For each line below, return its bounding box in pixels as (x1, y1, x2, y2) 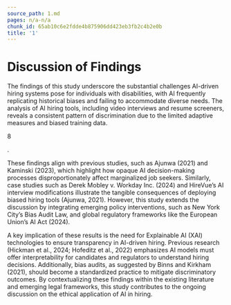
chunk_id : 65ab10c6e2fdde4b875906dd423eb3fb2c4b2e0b (7, 23, 163, 30)
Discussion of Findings (7, 59, 142, 75)
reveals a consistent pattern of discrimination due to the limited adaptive (7, 111, 213, 120)
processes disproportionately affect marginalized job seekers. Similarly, (7, 174, 211, 182)
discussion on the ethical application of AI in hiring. (7, 290, 153, 298)
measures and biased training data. (7, 119, 108, 127)
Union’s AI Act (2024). (7, 218, 71, 226)
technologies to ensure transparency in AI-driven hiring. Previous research (7, 239, 220, 247)
